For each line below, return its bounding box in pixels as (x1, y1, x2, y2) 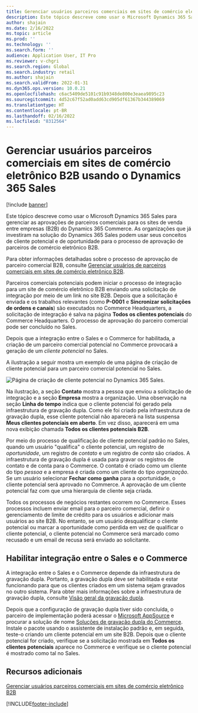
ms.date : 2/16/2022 (6, 25, 54, 31)
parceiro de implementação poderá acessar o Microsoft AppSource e (6, 612, 174, 619)
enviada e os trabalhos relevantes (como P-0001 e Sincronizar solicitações (6, 298, 192, 305)
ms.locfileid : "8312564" (6, 119, 67, 125)
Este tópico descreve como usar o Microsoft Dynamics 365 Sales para (6, 213, 177, 220)
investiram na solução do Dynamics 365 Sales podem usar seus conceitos (6, 232, 187, 239)
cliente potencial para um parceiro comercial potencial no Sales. (6, 365, 162, 372)
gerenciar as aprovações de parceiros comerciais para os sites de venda (6, 219, 183, 226)
